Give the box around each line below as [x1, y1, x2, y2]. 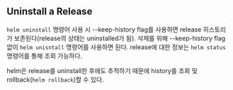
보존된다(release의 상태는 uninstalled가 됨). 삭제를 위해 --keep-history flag [13, 34, 226, 42]
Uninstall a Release [6, 6, 93, 18]
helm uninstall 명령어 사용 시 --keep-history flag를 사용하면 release [6, 25, 202, 34]
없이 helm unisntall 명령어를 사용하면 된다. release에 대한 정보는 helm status [6, 42, 226, 51]
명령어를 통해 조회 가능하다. [6, 51, 83, 60]
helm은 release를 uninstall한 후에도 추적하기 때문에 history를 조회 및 [6, 66, 198, 75]
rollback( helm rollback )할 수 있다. [6, 75, 104, 84]
